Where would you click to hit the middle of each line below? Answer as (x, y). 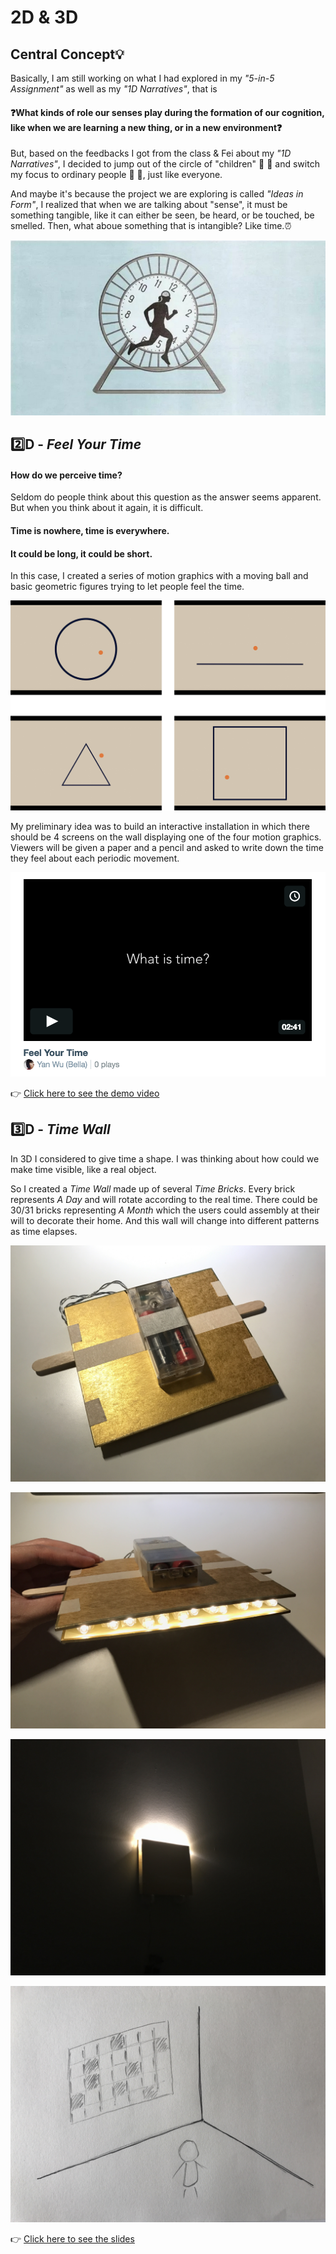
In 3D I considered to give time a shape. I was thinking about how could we (165, 1158)
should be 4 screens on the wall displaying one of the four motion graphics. (166, 837)
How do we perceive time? (66, 475)
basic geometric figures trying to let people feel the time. (127, 587)
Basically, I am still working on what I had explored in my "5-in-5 (142, 78)
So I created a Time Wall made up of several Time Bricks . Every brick (153, 1188)
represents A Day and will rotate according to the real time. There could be (164, 1199)
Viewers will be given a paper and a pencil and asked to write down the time (167, 847)
